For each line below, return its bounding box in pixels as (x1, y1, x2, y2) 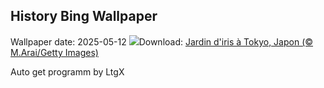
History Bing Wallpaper (10, 8, 158, 25)
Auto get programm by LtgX (10, 65, 125, 78)
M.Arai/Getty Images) (10, 46, 99, 58)
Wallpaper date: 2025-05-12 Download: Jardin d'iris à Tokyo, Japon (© (10, 35, 314, 48)
